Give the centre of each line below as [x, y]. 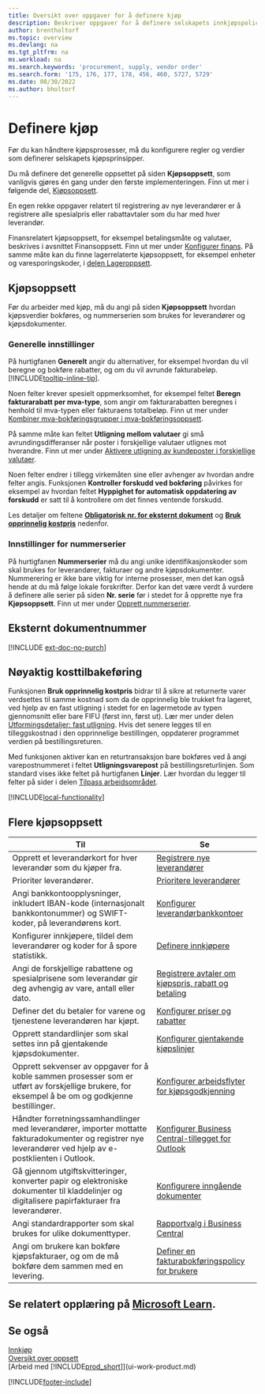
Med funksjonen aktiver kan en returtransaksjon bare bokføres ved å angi [127, 757]
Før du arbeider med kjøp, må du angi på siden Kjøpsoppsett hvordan [122, 307]
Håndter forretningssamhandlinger [76, 1119]
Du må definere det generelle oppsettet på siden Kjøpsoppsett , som [119, 174]
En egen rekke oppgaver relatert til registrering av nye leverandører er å [125, 206]
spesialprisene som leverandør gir [75, 979]
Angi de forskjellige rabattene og [73, 969]
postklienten [35, 1158]
